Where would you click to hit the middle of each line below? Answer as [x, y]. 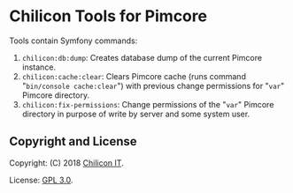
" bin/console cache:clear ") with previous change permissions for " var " [153, 85]
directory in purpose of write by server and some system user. [136, 114]
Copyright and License [73, 141]
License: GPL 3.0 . [41, 180]
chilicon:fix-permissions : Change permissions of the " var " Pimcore [148, 104]
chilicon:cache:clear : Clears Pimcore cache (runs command [134, 76]
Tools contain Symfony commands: [73, 41]
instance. [39, 67]
